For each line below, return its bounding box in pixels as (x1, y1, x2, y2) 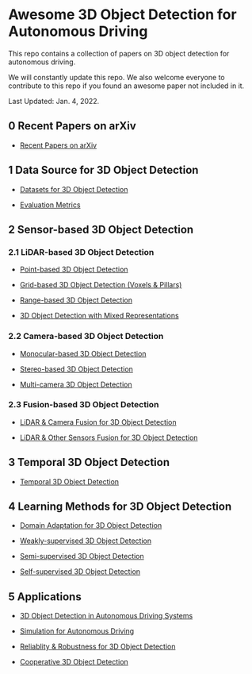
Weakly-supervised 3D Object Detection (19, 536, 152, 545)
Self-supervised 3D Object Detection (19, 567, 141, 576)
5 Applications (8, 590, 82, 603)
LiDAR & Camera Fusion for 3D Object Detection (19, 417, 177, 426)
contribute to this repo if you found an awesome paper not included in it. (8, 81, 245, 91)
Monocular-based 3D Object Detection (19, 349, 147, 358)
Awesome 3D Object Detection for (8, 6, 237, 24)
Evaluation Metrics (19, 200, 81, 210)
